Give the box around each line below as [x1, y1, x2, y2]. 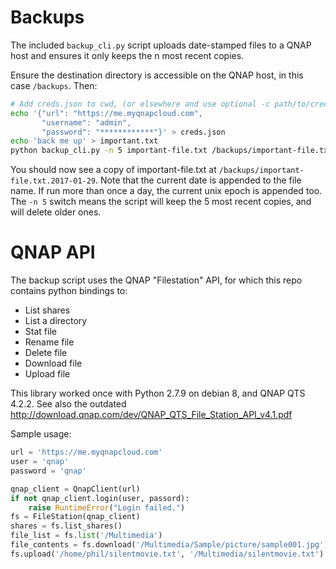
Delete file [24, 347, 68, 359]
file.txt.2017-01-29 [10, 176, 97, 186]
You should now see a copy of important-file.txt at [10, 164, 217, 176]
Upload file [24, 368, 71, 380]
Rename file [24, 336, 75, 348]
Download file [24, 357, 83, 370]
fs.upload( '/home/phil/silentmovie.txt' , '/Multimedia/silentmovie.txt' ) [10, 549, 325, 559]
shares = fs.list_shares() [10, 521, 123, 531]
